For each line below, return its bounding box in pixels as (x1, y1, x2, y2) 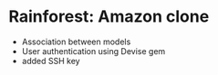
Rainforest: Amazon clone (8, 6, 210, 27)
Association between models (21, 36, 131, 47)
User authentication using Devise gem (21, 45, 166, 56)
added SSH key (21, 55, 80, 66)
